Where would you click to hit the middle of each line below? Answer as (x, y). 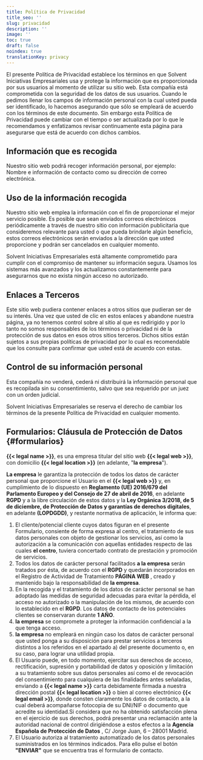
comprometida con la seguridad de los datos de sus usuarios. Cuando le (97, 93)
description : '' (27, 29)
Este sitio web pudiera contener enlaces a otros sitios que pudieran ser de (99, 309)
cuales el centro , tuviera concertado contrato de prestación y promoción (106, 550)
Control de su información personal (75, 367)
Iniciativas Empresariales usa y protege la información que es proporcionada (102, 81)
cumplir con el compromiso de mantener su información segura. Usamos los (101, 263)
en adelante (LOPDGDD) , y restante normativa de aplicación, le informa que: (101, 513)
